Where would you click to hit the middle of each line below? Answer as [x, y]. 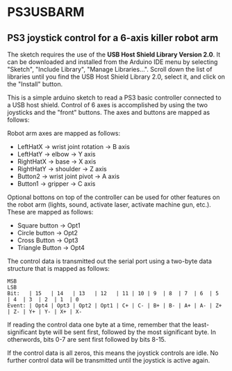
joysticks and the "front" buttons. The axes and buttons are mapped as [109, 112]
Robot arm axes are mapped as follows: [64, 133]
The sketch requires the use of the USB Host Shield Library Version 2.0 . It [114, 54]
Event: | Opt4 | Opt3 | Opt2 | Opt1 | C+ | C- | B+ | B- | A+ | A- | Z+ [115, 306]
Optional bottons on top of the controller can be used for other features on [114, 197]
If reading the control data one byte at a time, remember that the [99, 325]
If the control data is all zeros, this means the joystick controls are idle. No [113, 353]
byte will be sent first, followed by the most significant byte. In [127, 332]
